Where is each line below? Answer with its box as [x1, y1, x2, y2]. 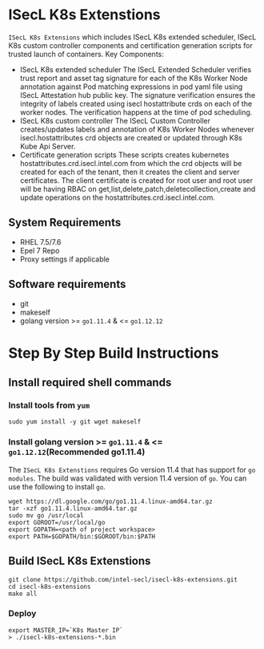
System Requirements [8, 216, 122, 229]
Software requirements [8, 278, 126, 291]
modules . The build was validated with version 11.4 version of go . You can [8, 473, 247, 483]
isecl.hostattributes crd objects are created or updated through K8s [19, 132, 242, 142]
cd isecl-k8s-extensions [8, 582, 91, 590]
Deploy [8, 608, 37, 619]
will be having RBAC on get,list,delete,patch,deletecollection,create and [19, 184, 256, 193]
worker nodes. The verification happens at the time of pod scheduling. [19, 107, 253, 117]
